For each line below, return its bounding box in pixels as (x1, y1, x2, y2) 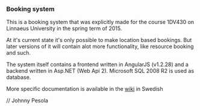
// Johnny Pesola (6, 97, 48, 104)
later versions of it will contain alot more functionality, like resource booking (6, 43, 194, 50)
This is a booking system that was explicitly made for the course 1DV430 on (6, 19, 195, 26)
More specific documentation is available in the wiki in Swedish (6, 85, 163, 93)
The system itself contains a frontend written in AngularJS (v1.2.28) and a (6, 61, 189, 68)
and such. (6, 49, 31, 57)
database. (6, 74, 31, 81)
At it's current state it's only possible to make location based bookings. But (6, 37, 192, 44)
